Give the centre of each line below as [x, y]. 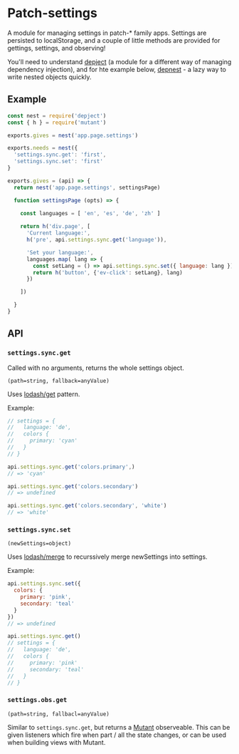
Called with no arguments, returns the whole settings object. [96, 368]
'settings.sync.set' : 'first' [58, 162]
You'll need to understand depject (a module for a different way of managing [119, 61]
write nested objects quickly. [49, 77]
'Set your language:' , [60, 252]
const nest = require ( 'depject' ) [57, 115]
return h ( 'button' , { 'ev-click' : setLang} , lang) [108, 272]
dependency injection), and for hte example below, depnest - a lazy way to [117, 69]
